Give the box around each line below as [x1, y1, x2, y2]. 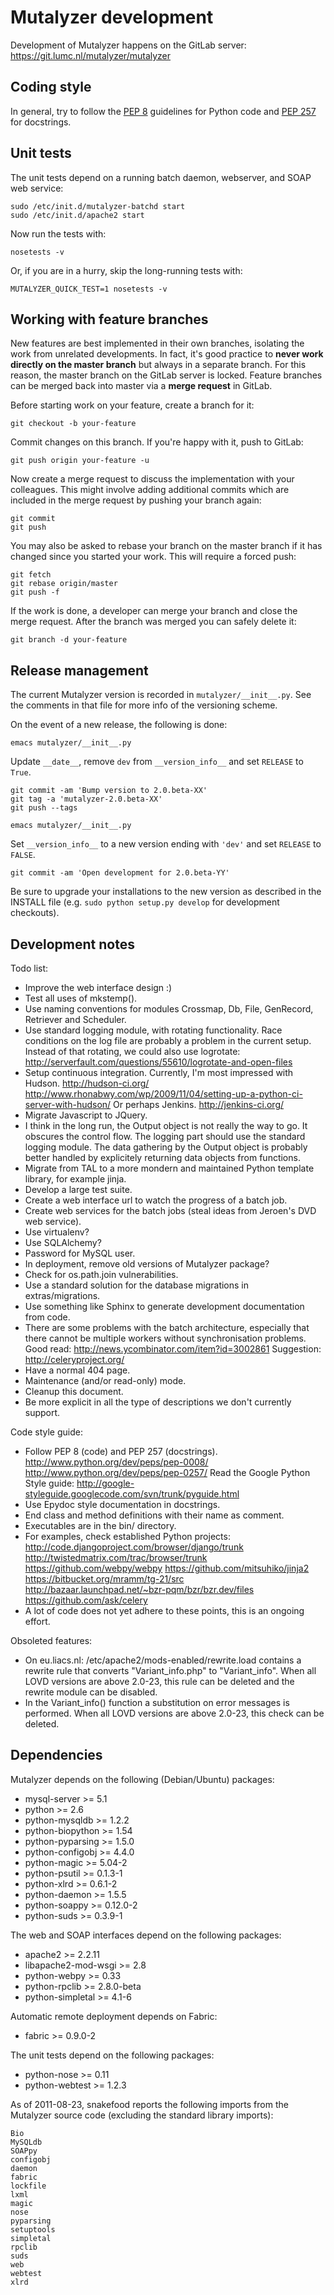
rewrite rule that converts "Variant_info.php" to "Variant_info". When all [24, 1665, 317, 1676]
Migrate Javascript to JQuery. [24, 1109, 148, 1121]
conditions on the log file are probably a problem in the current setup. [24, 1035, 312, 1046]
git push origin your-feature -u [10, 456, 150, 466]
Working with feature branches [10, 311, 209, 328]
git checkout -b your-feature [10, 419, 137, 429]
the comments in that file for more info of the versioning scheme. [10, 699, 278, 711]
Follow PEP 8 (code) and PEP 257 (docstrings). [24, 1446, 218, 1457]
